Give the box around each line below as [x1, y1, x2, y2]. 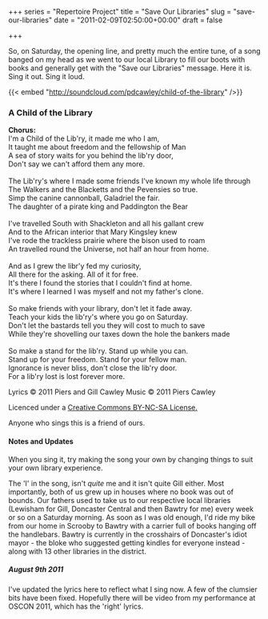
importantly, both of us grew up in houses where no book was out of [8, 487, 234, 497]
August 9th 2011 [8, 565, 64, 574]
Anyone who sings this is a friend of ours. [8, 418, 146, 428]
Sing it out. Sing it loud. [8, 72, 86, 81]
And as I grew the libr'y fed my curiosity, [8, 262, 142, 271]
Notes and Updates [8, 436, 74, 446]
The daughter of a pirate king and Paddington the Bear [8, 202, 189, 211]
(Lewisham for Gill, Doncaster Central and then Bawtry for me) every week [8, 504, 254, 513]
